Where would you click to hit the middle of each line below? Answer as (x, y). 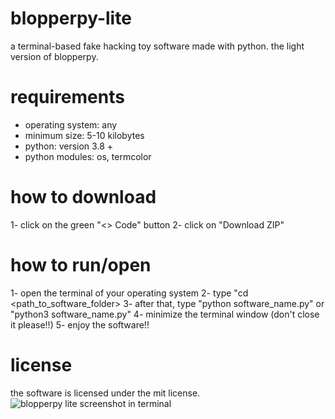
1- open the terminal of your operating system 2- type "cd (129, 293)
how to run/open (81, 265)
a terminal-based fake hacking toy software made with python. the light (157, 46)
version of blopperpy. (54, 56)
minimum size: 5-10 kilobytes (84, 135)
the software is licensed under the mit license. (105, 393)
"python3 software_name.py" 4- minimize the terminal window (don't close (165, 314)
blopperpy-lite (71, 18)
